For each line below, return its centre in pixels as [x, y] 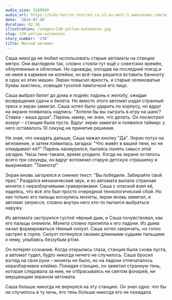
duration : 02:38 [23, 24]
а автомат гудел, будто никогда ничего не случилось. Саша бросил [79, 255]
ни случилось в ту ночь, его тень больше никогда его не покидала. [79, 292]
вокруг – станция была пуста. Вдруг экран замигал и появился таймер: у [85, 122]
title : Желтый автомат [29, 44]
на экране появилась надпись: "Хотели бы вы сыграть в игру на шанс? [83, 111]
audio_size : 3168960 [27, 10]
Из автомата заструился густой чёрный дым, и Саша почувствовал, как [84, 217]
